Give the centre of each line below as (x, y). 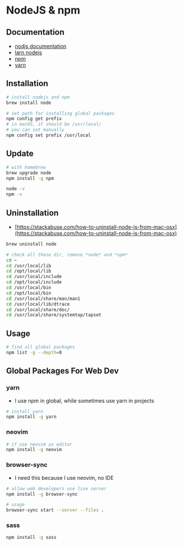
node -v (16, 189)
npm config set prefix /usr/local (49, 135)
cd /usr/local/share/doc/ (38, 310)
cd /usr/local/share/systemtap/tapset (54, 315)
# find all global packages (41, 347)
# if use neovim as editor (39, 444)
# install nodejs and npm (38, 97)
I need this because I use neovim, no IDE (64, 478)
